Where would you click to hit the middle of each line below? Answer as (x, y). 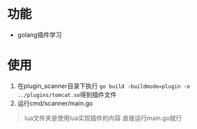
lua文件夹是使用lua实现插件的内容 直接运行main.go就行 (103, 118)
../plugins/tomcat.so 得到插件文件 (67, 94)
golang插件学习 (39, 35)
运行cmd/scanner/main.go (55, 103)
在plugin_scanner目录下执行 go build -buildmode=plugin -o (103, 86)
